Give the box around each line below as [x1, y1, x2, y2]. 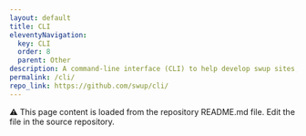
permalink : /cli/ [9, 73, 76, 82]
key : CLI [17, 38, 51, 48]
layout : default [9, 13, 71, 23]
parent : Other [17, 56, 71, 65]
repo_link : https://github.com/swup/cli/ [9, 81, 169, 90]
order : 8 [17, 47, 51, 57]
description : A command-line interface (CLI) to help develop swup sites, [9, 65, 300, 74]
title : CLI [9, 22, 51, 31]
